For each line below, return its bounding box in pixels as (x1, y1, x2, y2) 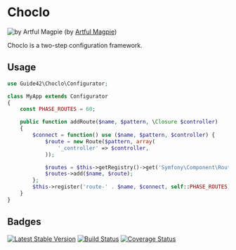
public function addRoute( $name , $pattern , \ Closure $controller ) (20, 119, 218, 126)
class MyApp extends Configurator (7, 93, 109, 100)
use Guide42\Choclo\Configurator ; (7, 80, 109, 87)
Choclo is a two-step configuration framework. (7, 41, 143, 49)
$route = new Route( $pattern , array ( (44, 138, 156, 145)
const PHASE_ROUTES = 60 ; (20, 106, 96, 113)
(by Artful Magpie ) (64, 27, 117, 36)
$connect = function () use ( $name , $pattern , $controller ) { (32, 131, 216, 138)
